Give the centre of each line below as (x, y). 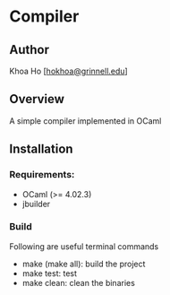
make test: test (50, 273)
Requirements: (42, 175)
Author (29, 50)
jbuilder (36, 204)
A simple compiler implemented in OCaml (85, 121)
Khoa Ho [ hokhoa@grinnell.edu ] (68, 71)
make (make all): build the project (84, 264)
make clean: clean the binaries (79, 282)
